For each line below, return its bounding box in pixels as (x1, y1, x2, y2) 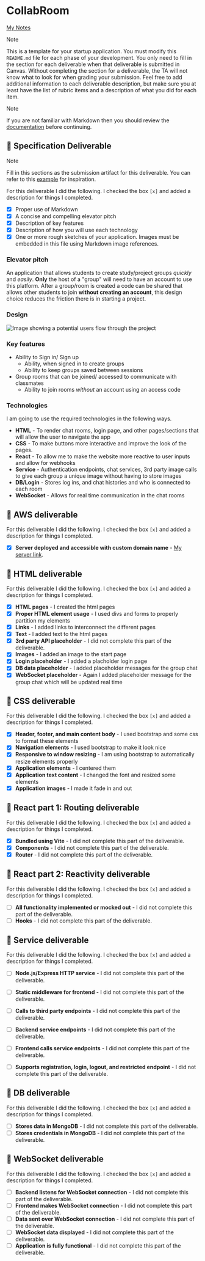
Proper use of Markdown (15, 205, 78, 213)
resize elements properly (15, 758, 78, 765)
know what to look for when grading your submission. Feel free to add (6, 73, 182, 81)
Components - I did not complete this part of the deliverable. (15, 844, 169, 851)
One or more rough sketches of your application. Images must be (15, 233, 179, 240)
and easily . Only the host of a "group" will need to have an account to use (6, 276, 192, 283)
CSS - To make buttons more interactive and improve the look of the (15, 440, 187, 447)
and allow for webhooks (15, 459, 76, 467)
